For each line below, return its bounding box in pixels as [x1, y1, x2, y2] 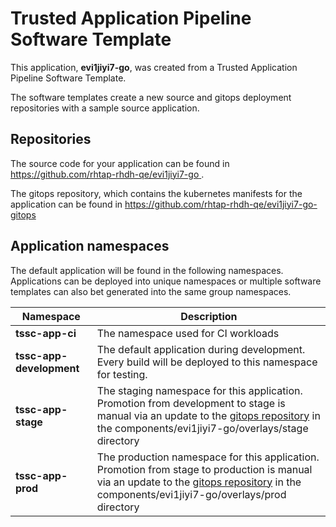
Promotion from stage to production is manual [96, 462, 313, 476]
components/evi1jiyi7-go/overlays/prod [96, 487, 287, 501]
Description [180, 309, 238, 323]
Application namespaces [10, 238, 170, 255]
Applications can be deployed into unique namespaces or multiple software [10, 275, 322, 287]
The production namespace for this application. [96, 450, 320, 464]
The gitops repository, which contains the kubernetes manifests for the [10, 187, 303, 199]
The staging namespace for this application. [96, 383, 303, 397]
